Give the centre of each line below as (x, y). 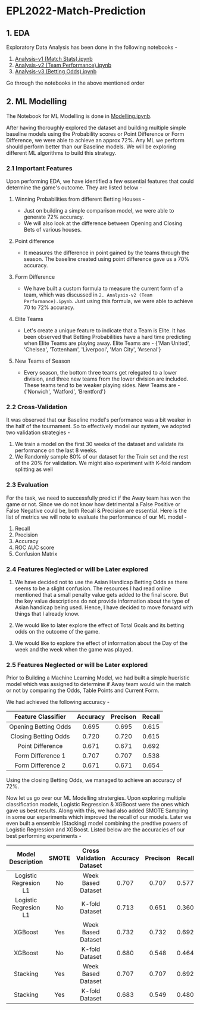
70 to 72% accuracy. (49, 307)
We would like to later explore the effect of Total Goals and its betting (99, 625)
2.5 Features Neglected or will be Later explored (77, 665)
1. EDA (18, 33)
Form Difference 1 (40, 756)
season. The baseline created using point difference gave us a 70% (106, 259)
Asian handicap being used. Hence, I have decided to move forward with (104, 607)
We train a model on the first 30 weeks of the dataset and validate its (99, 444)
